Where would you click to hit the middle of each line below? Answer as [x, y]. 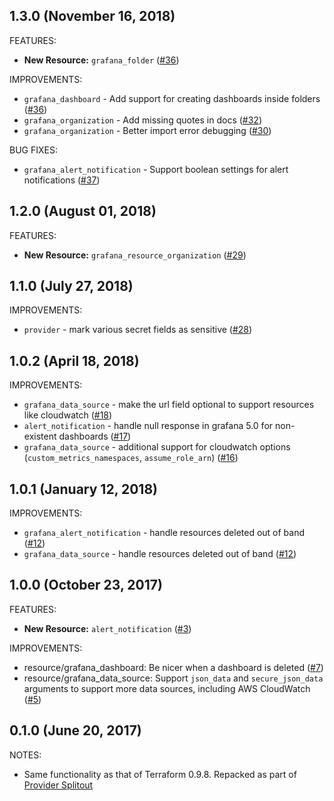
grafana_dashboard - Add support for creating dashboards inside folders [172, 98]
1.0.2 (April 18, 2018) [74, 360]
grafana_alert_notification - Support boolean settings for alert [156, 169]
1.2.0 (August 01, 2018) [83, 211]
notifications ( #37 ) [62, 180]
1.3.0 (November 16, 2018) [92, 16]
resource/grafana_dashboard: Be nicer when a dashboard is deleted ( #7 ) [173, 667]
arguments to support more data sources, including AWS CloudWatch [167, 688]
